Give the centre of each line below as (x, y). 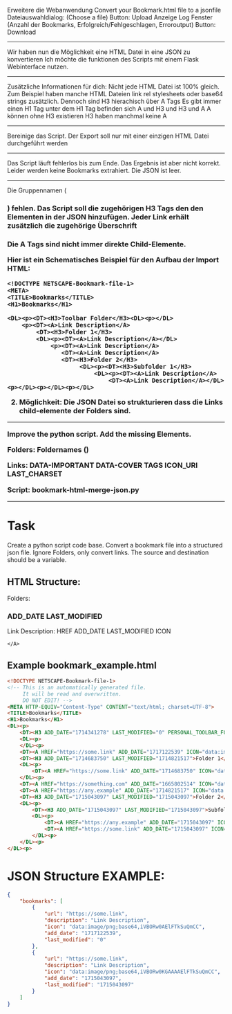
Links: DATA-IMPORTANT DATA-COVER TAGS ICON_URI (103, 465)
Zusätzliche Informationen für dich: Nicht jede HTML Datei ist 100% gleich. (113, 87)
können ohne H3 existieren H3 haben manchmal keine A (87, 116)
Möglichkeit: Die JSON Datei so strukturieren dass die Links (121, 402)
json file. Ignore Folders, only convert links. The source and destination (108, 552)
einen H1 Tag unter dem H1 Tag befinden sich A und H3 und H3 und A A (109, 109)
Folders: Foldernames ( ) (48, 450)
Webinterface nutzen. (38, 66)
